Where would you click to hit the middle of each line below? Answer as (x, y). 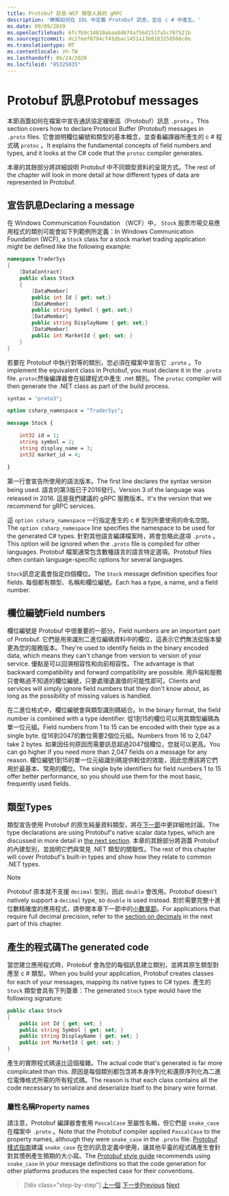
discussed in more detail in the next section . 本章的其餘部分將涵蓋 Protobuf (113, 841)
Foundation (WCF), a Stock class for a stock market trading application (107, 239)
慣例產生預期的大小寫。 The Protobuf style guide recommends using (114, 1156)
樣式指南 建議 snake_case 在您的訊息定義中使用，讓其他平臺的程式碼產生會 (111, 1147)
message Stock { (30, 423)
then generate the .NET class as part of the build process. (89, 386)
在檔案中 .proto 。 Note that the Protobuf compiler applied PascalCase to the (114, 1132)
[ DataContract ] (41, 272)
